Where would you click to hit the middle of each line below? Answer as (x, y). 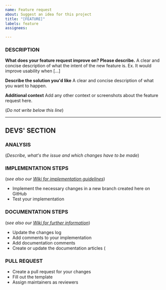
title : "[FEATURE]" (25, 19)
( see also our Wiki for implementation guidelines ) (55, 179)
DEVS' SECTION (30, 130)
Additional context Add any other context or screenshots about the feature (82, 96)
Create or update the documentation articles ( (59, 248)
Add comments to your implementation (52, 238)
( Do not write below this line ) (34, 110)
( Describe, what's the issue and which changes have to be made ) (72, 155)
